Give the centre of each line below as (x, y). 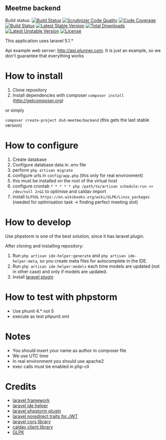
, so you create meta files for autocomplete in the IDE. (92, 261)
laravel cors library (31, 422)
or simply (15, 110)
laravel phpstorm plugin (37, 411)
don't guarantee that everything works (45, 56)
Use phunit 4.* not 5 (33, 311)
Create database (29, 159)
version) (14, 125)
